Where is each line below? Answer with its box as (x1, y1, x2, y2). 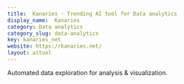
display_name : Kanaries (7, 17, 80, 24)
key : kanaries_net (7, 36, 61, 43)
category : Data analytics (7, 23, 83, 30)
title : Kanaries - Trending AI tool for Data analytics (7, 10, 178, 17)
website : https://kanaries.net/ (7, 43, 102, 50)
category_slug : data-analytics (7, 29, 99, 37)
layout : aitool (7, 50, 52, 57)
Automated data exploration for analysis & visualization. (7, 68, 169, 77)
